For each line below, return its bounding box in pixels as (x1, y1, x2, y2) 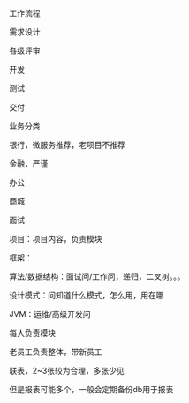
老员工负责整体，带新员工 (9, 346, 102, 357)
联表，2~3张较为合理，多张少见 (9, 366, 125, 376)
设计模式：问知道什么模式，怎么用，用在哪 (9, 291, 164, 300)
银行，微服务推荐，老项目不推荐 (9, 140, 125, 150)
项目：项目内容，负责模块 (9, 234, 102, 244)
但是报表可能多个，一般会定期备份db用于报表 (9, 384, 174, 394)
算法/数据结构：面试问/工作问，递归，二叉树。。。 (9, 271, 185, 282)
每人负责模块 (9, 328, 56, 338)
